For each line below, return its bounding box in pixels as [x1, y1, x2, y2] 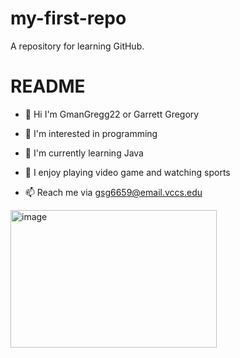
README [10, 75, 86, 98]
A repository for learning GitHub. [10, 40, 145, 52]
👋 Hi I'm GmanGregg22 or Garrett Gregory [24, 108, 200, 120]
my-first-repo [10, 7, 127, 30]
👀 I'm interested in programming [24, 127, 158, 139]
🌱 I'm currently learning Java [24, 147, 144, 159]
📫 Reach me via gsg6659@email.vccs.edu [24, 186, 203, 198]
